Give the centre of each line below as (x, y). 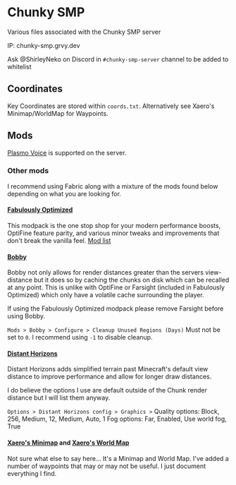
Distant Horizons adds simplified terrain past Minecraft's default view (108, 369)
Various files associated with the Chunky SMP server (84, 32)
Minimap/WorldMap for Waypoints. (58, 113)
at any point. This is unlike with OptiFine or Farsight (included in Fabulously (116, 287)
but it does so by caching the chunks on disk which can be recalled (132, 280)
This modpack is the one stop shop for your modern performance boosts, (114, 226)
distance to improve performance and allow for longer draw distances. (110, 377)
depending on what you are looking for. (64, 193)
